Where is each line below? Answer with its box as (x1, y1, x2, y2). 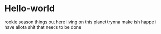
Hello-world (4, 3, 55, 14)
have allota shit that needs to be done (4, 24, 82, 30)
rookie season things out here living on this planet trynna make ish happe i (4, 19, 157, 25)
